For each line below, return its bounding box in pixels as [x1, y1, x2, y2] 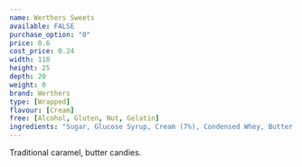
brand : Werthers [9, 88, 71, 97]
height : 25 [9, 64, 51, 73]
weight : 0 [9, 80, 47, 89]
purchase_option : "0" [9, 30, 91, 39]
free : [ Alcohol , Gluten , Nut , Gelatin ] [9, 114, 160, 123]
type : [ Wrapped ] [9, 97, 71, 107]
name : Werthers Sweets [9, 13, 95, 23]
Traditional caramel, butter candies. [9, 147, 142, 158]
